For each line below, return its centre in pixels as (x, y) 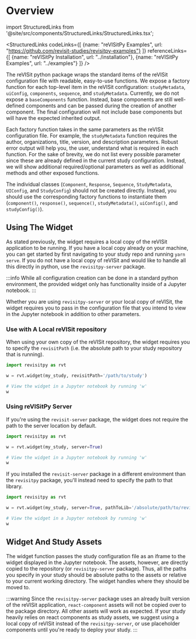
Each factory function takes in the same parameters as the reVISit (85, 129)
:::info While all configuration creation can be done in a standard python (92, 278)
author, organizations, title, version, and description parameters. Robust (92, 142)
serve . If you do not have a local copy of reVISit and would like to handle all (96, 260)
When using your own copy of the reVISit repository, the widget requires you (98, 342)
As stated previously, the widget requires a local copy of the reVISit (87, 242)
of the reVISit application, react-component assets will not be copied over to (96, 604)
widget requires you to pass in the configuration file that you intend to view (96, 308)
